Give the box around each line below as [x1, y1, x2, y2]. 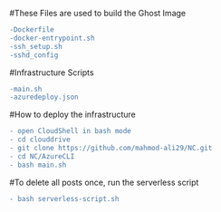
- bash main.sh [9, 160, 67, 169]
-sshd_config [9, 50, 59, 60]
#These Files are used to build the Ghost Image [9, 8, 187, 18]
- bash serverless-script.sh [9, 194, 120, 203]
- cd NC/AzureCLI [9, 151, 75, 161]
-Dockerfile [9, 25, 54, 34]
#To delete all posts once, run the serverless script [9, 177, 199, 188]
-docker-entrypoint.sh [9, 34, 95, 43]
